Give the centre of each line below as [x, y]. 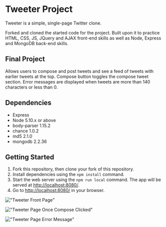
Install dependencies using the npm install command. [68, 174]
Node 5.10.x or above [34, 120]
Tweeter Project [39, 9]
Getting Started [30, 157]
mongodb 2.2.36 [29, 141]
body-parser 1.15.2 [31, 125]
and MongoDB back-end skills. [37, 43]
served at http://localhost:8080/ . [46, 185]
